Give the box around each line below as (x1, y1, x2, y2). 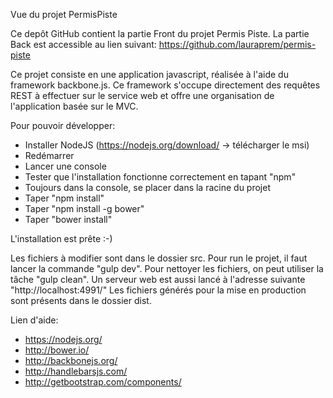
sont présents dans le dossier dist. (10, 295, 152, 306)
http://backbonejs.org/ (24, 355, 118, 366)
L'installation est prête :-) (10, 233, 113, 244)
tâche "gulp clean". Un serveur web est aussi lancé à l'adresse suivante (10, 274, 306, 285)
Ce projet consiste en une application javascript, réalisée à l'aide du (10, 69, 289, 80)
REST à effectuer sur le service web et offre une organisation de (10, 90, 275, 101)
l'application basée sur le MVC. (10, 100, 139, 112)
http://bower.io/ (24, 344, 90, 356)
